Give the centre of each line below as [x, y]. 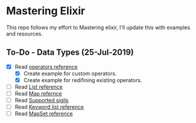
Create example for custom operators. [70, 73]
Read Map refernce [38, 94]
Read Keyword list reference [49, 107]
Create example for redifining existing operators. [83, 80]
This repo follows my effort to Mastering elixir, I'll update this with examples [98, 27]
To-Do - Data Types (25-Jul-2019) [70, 53]
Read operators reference [46, 67]
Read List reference [39, 87]
